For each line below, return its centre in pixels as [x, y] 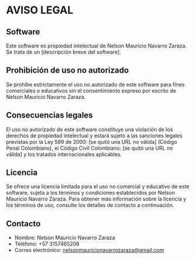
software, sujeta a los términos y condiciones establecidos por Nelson [90, 193]
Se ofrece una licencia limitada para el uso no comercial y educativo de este [98, 187]
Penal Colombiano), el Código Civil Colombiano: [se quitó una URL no [90, 148]
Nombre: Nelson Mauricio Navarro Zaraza [65, 238]
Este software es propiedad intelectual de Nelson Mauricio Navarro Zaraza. [96, 46]
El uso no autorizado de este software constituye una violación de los [90, 129]
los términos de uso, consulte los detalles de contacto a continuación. [90, 205]
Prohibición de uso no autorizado [67, 70]
